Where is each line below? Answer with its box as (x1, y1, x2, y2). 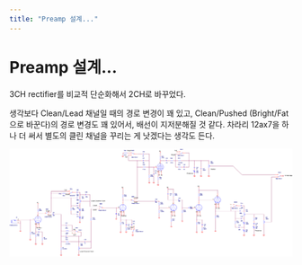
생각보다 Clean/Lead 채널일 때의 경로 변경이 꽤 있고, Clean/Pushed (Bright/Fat (9, 108, 289, 119)
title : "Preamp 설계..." (9, 14, 99, 23)
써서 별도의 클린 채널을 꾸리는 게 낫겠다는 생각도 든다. (28, 130, 216, 141)
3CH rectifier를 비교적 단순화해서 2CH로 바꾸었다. (9, 88, 186, 99)
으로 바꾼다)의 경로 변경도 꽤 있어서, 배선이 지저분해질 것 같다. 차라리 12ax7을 (9, 119, 280, 129)
